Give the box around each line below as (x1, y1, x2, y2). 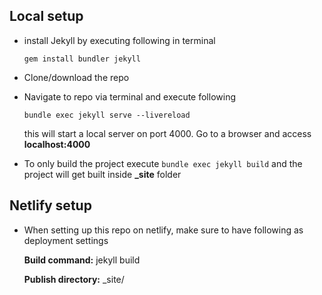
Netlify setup (9, 197, 92, 214)
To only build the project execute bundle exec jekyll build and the (23, 157, 303, 169)
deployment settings (23, 234, 109, 246)
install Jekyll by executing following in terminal (23, 34, 216, 46)
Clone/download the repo (23, 71, 130, 83)
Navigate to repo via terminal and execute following (23, 90, 236, 103)
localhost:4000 (23, 138, 91, 150)
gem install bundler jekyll (23, 54, 141, 64)
